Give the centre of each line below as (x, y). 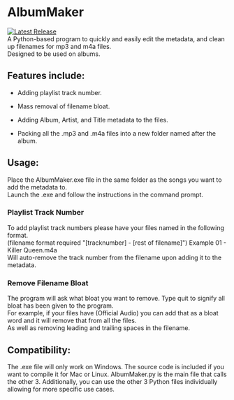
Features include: (46, 76)
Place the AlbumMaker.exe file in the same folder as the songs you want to (115, 180)
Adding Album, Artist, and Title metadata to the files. (93, 120)
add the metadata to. (37, 187)
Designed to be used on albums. (54, 54)
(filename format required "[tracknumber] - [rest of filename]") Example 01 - (117, 243)
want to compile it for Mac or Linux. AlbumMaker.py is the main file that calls (117, 374)
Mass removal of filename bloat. (64, 106)
